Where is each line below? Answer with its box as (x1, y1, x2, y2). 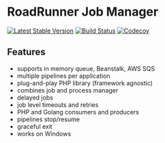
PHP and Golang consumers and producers (16, 108, 140, 116)
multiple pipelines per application (16, 71, 110, 80)
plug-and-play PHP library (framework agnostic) (16, 79, 153, 87)
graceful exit (16, 122, 52, 130)
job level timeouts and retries (16, 100, 99, 109)
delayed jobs (16, 93, 53, 101)
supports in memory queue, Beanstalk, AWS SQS (16, 64, 155, 72)
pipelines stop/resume (16, 115, 80, 123)
